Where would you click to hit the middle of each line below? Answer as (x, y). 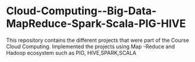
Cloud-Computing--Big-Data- (81, 11)
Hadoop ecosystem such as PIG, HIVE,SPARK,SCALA (71, 52)
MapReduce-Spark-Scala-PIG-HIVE (96, 24)
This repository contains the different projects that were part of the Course (97, 40)
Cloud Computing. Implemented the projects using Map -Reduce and (91, 46)
